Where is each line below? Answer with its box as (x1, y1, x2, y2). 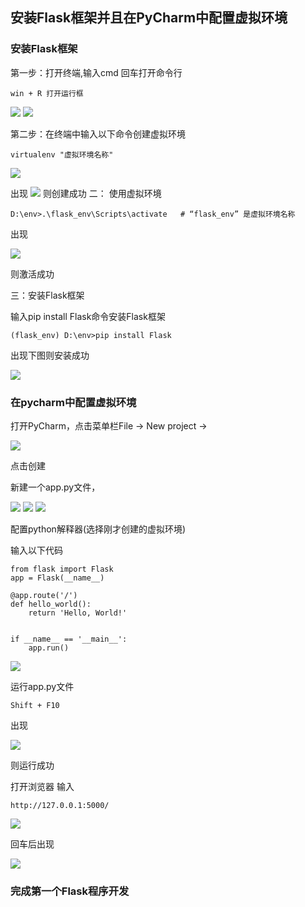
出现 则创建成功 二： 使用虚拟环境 (10, 187, 162, 199)
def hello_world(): (10, 599, 92, 609)
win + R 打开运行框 (10, 88, 84, 98)
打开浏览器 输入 (10, 780, 75, 792)
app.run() (28, 643, 70, 653)
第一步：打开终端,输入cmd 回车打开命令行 (10, 66, 183, 78)
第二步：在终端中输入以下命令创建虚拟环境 (10, 128, 186, 140)
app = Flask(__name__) (10, 573, 105, 583)
